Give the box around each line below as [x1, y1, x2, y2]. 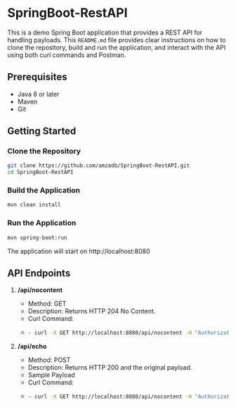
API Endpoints [7, 267, 71, 279]
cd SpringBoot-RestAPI [7, 169, 74, 176]
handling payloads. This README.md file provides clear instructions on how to [7, 35, 226, 44]
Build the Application [7, 185, 81, 195]
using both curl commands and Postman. [7, 51, 126, 59]
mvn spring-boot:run [7, 234, 68, 241]
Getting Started [7, 125, 77, 137]
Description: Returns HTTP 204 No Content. [27, 307, 156, 315]
